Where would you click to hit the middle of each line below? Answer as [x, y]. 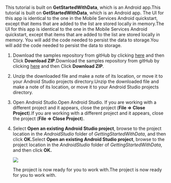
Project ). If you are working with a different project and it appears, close [88, 113]
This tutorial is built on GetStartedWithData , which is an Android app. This [83, 7]
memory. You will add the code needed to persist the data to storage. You [82, 40]
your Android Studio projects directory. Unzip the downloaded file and [86, 82]
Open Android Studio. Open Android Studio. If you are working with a [84, 102]
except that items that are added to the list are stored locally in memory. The [85, 24]
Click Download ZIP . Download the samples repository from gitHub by [86, 61]
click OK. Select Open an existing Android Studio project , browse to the [89, 139]
